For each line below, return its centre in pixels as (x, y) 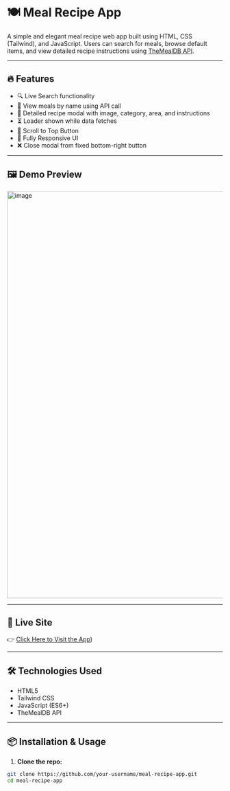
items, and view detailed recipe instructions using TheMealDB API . (101, 51)
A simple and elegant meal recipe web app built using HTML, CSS (100, 36)
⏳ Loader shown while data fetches (67, 121)
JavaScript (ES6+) (43, 706)
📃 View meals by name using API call (69, 106)
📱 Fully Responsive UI (48, 138)
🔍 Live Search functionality (56, 95)
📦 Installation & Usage (56, 742)
